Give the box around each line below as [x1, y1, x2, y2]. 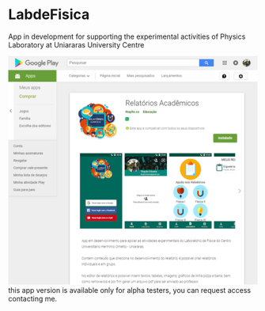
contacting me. [8, 294, 58, 303]
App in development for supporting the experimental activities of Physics [8, 32, 246, 41]
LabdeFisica [8, 6, 90, 24]
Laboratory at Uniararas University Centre [8, 40, 145, 49]
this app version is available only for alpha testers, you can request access [8, 285, 252, 294]
